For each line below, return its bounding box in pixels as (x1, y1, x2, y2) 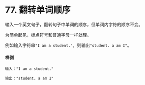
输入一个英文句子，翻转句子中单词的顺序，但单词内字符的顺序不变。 (5, 21, 143, 27)
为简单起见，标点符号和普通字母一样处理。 (5, 32, 91, 38)
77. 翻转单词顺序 (5, 4, 71, 16)
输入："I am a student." (5, 66, 54, 71)
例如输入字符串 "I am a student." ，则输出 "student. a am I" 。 (5, 42, 132, 48)
